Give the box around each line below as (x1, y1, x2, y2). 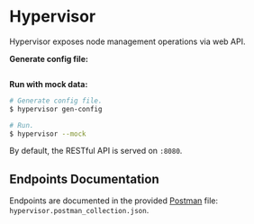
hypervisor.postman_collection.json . (9, 205, 150, 216)
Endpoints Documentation (9, 171, 159, 186)
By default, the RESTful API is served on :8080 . (9, 146, 183, 157)
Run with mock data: (9, 78, 88, 89)
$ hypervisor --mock (9, 129, 87, 139)
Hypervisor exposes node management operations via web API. (9, 36, 246, 47)
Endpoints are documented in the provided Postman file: (9, 195, 219, 206)
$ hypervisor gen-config (9, 104, 103, 113)
